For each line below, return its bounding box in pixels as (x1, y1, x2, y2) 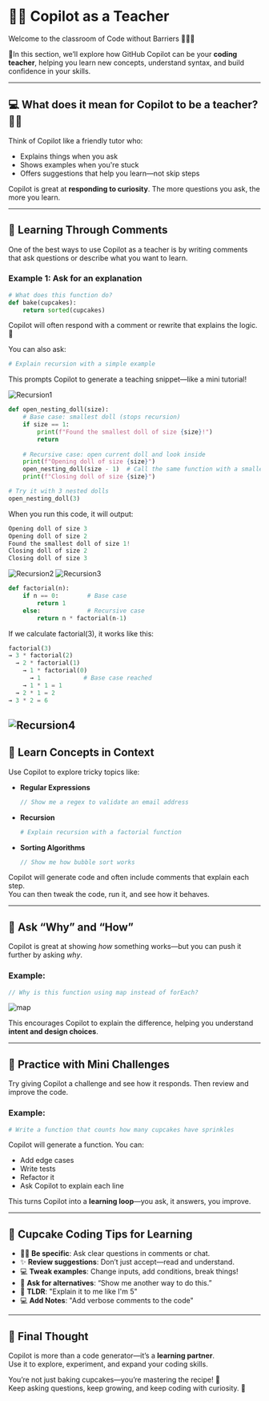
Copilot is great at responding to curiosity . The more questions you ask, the (8, 184, 260, 193)
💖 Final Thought (8, 1330, 89, 1343)
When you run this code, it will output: (8, 509, 134, 519)
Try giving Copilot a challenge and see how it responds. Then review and (8, 1079, 249, 1088)
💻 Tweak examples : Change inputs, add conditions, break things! (19, 1266, 239, 1277)
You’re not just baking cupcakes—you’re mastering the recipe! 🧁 (8, 1375, 220, 1385)
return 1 (37, 599, 66, 608)
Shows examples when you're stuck (19, 159, 139, 169)
